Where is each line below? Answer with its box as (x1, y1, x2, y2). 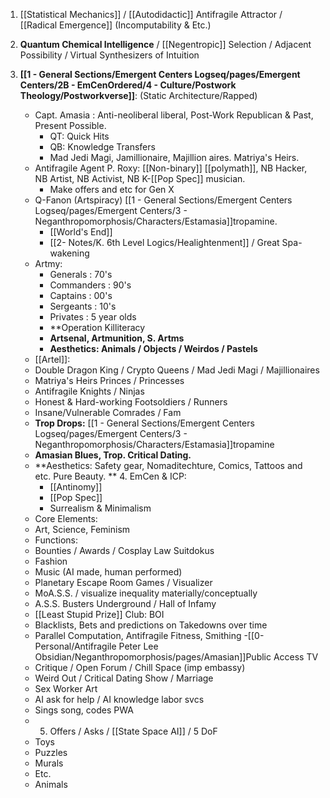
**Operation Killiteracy (49, 322, 146, 333)
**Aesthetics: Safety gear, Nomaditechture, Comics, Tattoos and (34, 460, 303, 471)
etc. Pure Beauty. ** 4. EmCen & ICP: (34, 470, 187, 482)
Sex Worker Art (34, 683, 98, 694)
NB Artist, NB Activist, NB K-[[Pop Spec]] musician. (34, 173, 246, 184)
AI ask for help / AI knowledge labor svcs (34, 694, 205, 705)
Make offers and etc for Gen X (49, 184, 175, 195)
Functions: (34, 534, 78, 546)
